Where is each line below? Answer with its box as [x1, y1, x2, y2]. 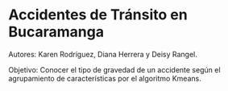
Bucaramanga [8, 23, 105, 41]
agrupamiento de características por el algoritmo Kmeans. [8, 73, 201, 83]
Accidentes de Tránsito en [8, 6, 188, 24]
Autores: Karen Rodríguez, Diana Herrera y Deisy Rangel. [8, 49, 197, 59]
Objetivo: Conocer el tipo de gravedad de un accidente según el [8, 64, 221, 74]
